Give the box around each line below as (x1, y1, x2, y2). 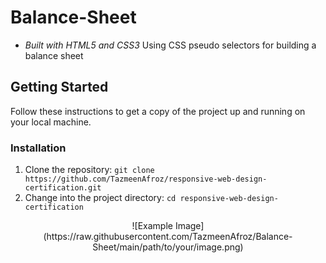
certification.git (24, 183, 102, 193)
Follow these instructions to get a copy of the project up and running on (10, 105, 306, 117)
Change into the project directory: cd (24, 192, 177, 204)
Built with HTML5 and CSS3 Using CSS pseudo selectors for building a (24, 39, 317, 51)
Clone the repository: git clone (24, 164, 155, 176)
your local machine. (10, 116, 92, 128)
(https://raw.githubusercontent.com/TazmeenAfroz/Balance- (43, 231, 293, 243)
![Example (131, 220, 173, 232)
